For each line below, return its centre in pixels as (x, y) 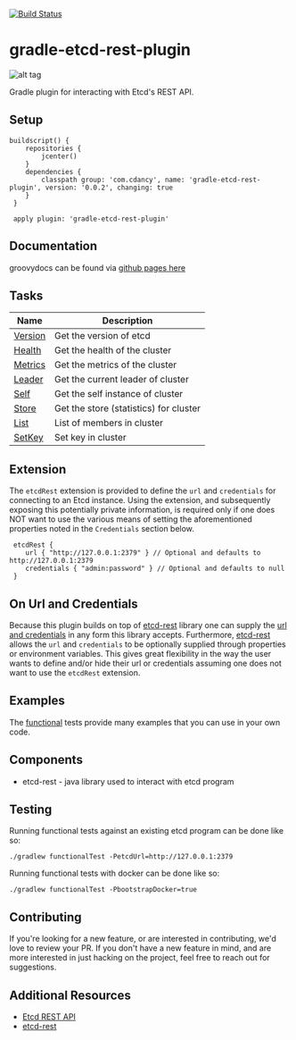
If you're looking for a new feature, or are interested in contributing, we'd (143, 939)
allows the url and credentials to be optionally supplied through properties (148, 644)
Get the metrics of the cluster (115, 365)
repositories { (53, 148)
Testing (31, 810)
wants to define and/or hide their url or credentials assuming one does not (146, 663)
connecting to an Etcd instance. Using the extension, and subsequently (140, 500)
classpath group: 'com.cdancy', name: (113, 180)
